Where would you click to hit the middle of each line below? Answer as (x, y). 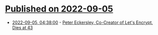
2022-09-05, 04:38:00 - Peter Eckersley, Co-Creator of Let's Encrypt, (82, 22)
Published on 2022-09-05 (59, 9)
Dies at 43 (22, 27)
